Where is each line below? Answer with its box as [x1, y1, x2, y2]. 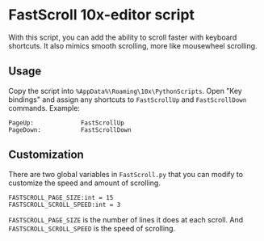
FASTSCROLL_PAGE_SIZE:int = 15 [8, 193, 114, 201]
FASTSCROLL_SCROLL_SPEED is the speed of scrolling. [8, 223, 176, 233]
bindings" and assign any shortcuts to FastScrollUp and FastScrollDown [8, 95, 247, 104]
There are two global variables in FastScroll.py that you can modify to [8, 169, 244, 179]
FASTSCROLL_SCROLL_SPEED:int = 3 [8, 201, 121, 209]
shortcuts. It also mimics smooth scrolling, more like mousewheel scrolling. [8, 40, 258, 50]
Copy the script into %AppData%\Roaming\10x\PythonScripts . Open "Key [8, 86, 242, 95]
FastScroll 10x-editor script [8, 6, 195, 24]
